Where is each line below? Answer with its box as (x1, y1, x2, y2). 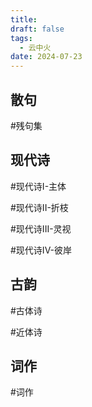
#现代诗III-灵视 (10, 222, 72, 235)
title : (10, 14, 38, 25)
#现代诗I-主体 (10, 180, 67, 192)
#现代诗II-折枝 (10, 201, 69, 213)
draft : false (10, 24, 65, 34)
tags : (10, 33, 33, 43)
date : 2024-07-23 (10, 52, 83, 62)
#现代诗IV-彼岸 (10, 244, 73, 256)
